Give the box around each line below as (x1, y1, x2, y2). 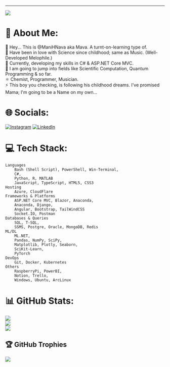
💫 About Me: (5, 27, 59, 39)
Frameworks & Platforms (5, 193, 56, 198)
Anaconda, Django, (14, 202, 53, 207)
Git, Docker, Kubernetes (14, 259, 67, 265)
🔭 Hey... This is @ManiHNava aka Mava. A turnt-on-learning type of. (5, 44, 148, 50)
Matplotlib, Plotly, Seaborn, (14, 242, 78, 247)
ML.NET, (14, 233, 30, 238)
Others (5, 264, 19, 269)
